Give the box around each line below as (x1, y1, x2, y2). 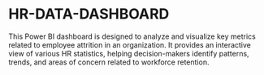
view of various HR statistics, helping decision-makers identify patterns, (8, 48, 249, 58)
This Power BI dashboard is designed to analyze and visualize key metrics (8, 31, 256, 41)
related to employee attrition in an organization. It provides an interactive (8, 40, 252, 49)
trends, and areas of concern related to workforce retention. (8, 57, 210, 67)
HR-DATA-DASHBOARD (8, 5, 170, 23)
